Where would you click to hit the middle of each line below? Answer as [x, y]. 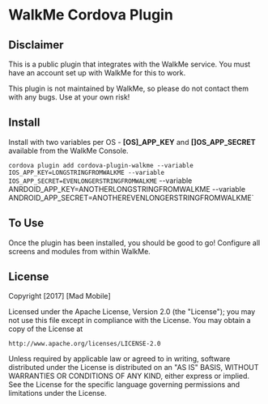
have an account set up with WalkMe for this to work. [97, 73]
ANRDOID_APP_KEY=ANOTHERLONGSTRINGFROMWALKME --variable [127, 189]
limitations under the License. [57, 393]
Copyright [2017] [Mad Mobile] [60, 296]
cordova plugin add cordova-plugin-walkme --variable [101, 165]
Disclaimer [36, 45]
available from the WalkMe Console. [68, 151]
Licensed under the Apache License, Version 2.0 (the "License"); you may [132, 312]
